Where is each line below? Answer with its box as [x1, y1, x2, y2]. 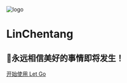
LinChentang [6, 27, 73, 41]
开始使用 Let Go [6, 70, 46, 78]
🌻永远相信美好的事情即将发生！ [6, 52, 124, 63]
